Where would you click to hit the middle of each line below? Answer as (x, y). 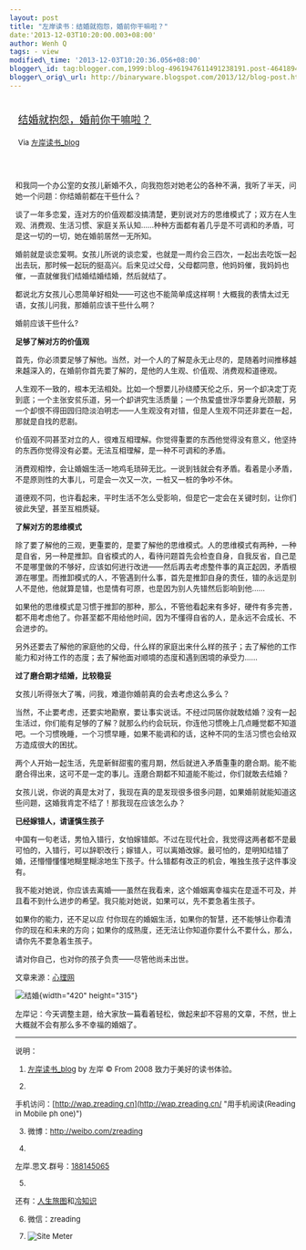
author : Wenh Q (38, 43)
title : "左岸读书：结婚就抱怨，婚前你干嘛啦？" (89, 26)
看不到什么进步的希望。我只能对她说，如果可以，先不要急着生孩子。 (141, 901)
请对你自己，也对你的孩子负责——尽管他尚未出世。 (104, 958)
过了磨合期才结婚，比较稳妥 (63, 675)
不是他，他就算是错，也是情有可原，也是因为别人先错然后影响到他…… (144, 588)
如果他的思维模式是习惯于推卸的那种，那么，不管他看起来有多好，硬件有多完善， (156, 606)
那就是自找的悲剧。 (49, 421)
